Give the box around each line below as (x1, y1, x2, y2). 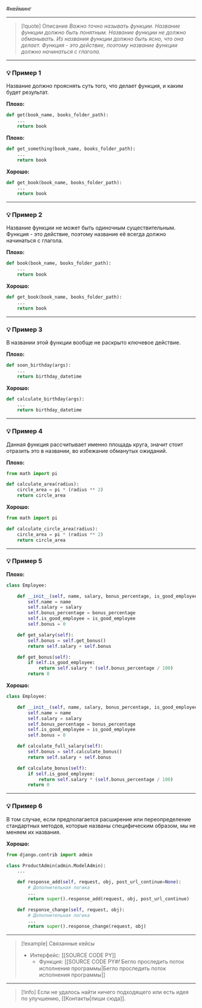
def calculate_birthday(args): (6, 396, 85, 402)
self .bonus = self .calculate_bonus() (28, 749, 122, 755)
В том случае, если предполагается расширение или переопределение (6, 815, 191, 823)
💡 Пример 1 (6, 69, 41, 77)
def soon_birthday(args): (6, 362, 71, 369)
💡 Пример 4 (6, 427, 43, 435)
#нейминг (6, 5, 32, 12)
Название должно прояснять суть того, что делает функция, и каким (6, 82, 183, 90)
